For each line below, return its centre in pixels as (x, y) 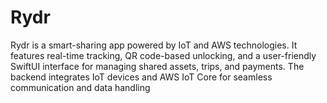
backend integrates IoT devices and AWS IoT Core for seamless (141, 77)
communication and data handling (80, 87)
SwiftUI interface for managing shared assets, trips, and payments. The (157, 66)
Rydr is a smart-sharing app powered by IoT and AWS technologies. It (154, 45)
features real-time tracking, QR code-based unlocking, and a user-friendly (163, 55)
